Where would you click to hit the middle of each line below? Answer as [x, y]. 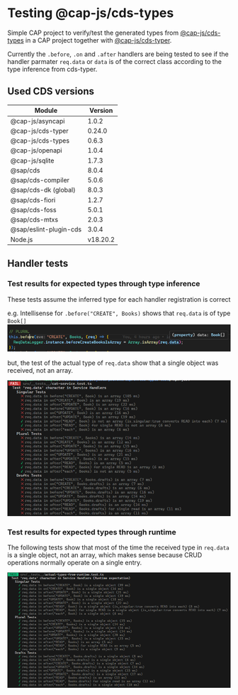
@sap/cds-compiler [40, 180]
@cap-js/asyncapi [38, 121]
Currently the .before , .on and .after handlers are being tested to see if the [118, 54]
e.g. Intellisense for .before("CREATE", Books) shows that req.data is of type [119, 313]
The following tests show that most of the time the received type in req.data [118, 547]
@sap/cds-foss [33, 209]
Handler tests [38, 264]
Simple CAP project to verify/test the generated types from [93, 33]
